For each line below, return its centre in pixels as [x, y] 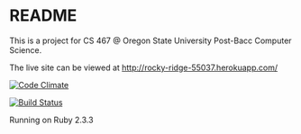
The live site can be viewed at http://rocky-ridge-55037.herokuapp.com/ [143, 67]
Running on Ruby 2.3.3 [51, 120]
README [43, 16]
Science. [26, 49]
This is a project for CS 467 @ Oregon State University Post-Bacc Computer [150, 40]
